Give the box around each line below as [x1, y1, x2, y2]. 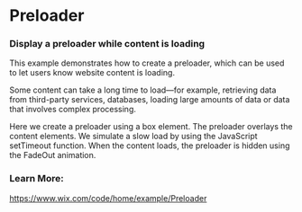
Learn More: [9, 172, 65, 185]
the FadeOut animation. [9, 150, 96, 161]
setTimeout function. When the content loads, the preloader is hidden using [9, 140, 290, 151]
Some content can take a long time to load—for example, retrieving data [9, 84, 277, 95]
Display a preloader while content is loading [9, 38, 206, 50]
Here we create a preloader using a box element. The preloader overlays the [9, 121, 293, 132]
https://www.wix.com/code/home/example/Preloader [9, 192, 207, 203]
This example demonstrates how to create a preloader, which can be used [9, 57, 285, 68]
